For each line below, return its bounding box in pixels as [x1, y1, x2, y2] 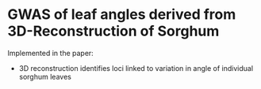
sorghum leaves [18, 72, 72, 81]
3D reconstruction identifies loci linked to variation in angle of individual [18, 63, 254, 72]
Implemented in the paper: [7, 48, 94, 57]
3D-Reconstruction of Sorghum [7, 22, 220, 40]
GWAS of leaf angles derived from [7, 6, 236, 24]
